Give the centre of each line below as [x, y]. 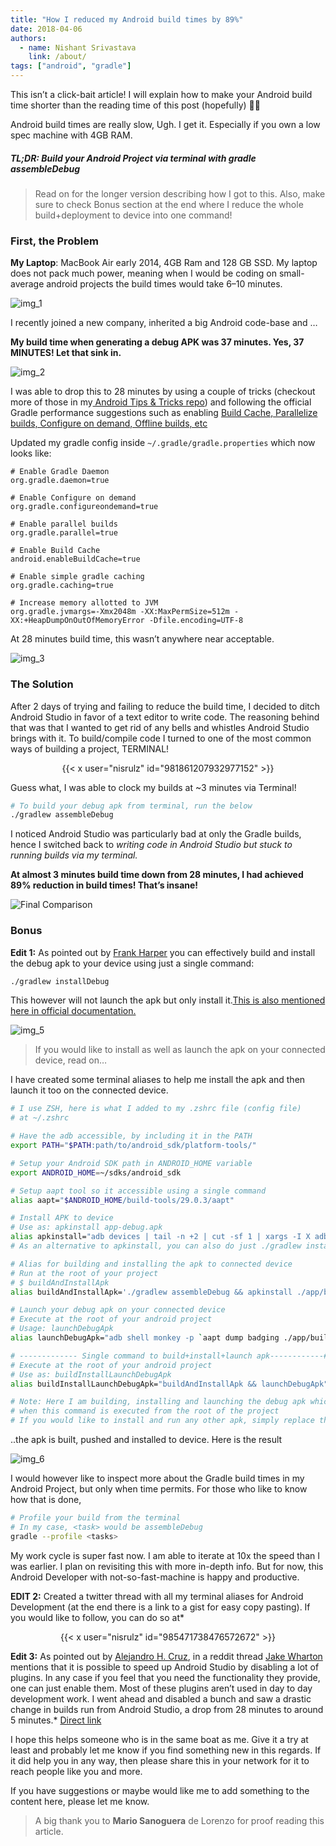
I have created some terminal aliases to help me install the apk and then [158, 1080]
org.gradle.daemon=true [60, 481]
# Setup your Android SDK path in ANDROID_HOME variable [131, 1163]
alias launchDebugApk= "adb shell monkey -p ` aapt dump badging [145, 1338]
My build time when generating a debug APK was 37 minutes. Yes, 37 [157, 342]
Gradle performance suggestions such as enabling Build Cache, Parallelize [164, 413]
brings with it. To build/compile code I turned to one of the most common [161, 738]
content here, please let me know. [80, 1801]
